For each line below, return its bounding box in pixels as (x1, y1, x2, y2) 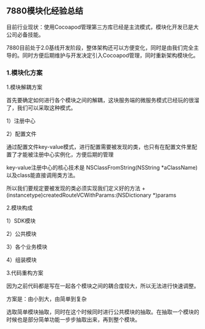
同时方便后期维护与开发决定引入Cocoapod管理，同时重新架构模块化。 (22, 51, 199, 59)
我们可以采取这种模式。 (17, 104, 76, 112)
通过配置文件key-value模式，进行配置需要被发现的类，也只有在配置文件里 (6, 143, 192, 151)
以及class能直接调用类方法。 (6, 172, 79, 179)
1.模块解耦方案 (6, 83, 43, 91)
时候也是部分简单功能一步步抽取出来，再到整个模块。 (6, 316, 141, 323)
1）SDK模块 (6, 217, 36, 225)
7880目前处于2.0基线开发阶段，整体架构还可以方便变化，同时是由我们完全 (6, 43, 194, 51)
